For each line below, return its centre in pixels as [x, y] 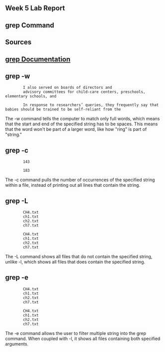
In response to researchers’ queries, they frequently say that [91, 105]
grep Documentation [38, 59]
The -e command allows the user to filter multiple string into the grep [76, 333]
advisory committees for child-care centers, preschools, [84, 92]
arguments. [17, 344]
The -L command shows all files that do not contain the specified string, [79, 256]
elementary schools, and [31, 96]
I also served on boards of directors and [68, 88]
